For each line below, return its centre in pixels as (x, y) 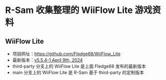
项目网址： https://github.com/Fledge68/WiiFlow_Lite (66, 54)
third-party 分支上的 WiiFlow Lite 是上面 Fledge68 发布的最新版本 (79, 66)
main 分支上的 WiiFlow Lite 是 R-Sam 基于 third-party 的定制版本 (78, 72)
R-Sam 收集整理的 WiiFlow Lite (69, 10)
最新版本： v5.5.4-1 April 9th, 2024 (47, 60)
